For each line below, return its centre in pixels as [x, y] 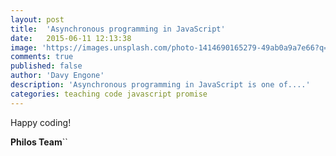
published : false [46, 66]
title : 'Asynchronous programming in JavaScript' [118, 29]
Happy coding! [41, 122]
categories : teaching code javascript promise [109, 94]
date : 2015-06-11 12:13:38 [71, 38]
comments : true [42, 57]
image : [24, 47]
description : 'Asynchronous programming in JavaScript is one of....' [160, 85]
